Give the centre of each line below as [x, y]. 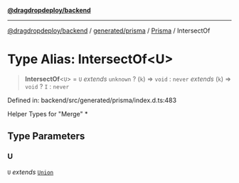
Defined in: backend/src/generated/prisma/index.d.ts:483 [92, 100]
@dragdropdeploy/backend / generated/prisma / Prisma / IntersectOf [109, 30]
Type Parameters [46, 137]
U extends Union [31, 172]
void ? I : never [47, 86]
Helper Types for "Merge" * [48, 113]
